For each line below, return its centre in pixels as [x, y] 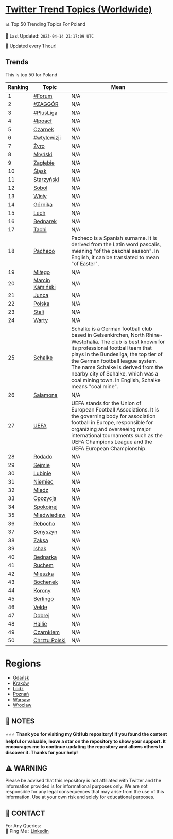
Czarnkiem [47, 632]
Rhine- [154, 335]
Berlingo [44, 599]
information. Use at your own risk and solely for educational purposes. [80, 797]
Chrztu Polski [49, 640]
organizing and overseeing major [111, 429]
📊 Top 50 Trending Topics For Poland [46, 24]
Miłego [42, 272]
